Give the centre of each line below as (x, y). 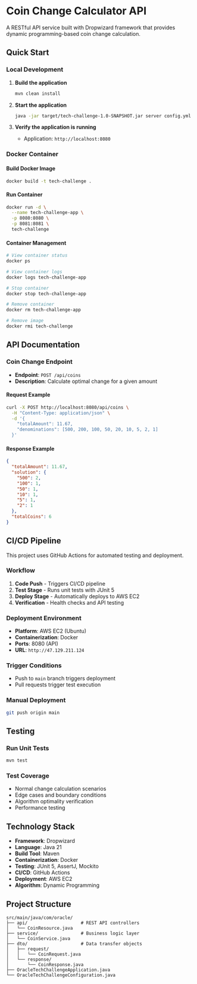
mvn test (17, 761)
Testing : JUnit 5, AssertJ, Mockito (57, 867)
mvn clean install (37, 94)
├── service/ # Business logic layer (73, 934)
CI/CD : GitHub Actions (42, 872)
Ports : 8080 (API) (36, 644)
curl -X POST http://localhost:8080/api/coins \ (68, 407)
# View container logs (34, 272)
